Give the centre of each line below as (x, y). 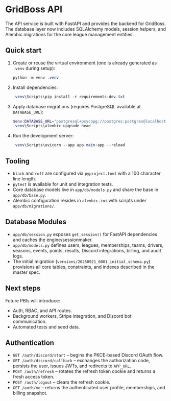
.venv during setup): (34, 68)
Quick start (23, 50)
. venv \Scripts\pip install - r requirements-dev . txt (69, 97)
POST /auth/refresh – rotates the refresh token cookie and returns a (84, 371)
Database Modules (36, 222)
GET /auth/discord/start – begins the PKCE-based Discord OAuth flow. (88, 355)
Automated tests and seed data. (46, 327)
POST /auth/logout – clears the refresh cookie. (62, 382)
